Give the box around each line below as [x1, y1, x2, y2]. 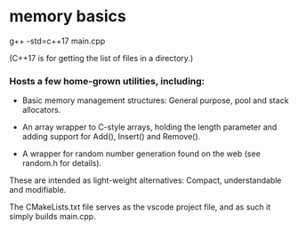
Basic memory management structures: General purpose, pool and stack [21, 95, 289, 106]
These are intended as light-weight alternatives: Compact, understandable [9, 175, 282, 186]
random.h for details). [21, 158, 102, 169]
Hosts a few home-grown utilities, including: [9, 75, 205, 87]
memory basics [9, 6, 126, 27]
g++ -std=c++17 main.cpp [9, 36, 106, 46]
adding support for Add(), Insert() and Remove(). [21, 131, 201, 142]
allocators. [21, 105, 61, 115]
